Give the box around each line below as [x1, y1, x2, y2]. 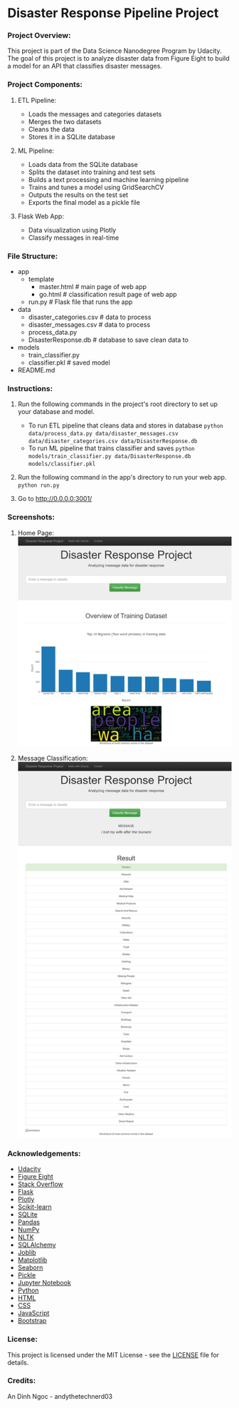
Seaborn [17, 1263, 43, 1272]
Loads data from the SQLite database [28, 160, 139, 168]
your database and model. [17, 407, 95, 416]
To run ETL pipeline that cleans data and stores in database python [28, 421, 224, 430]
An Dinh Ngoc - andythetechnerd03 [7, 1392, 112, 1400]
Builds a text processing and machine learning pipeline [28, 175, 189, 183]
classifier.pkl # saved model [28, 358, 110, 367]
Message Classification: [17, 754, 88, 762]
